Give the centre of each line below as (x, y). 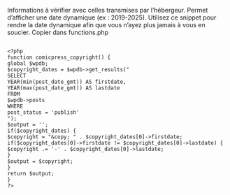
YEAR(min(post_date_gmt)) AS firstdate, (67, 82)
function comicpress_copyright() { (59, 57)
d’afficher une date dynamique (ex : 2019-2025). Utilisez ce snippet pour (112, 17)
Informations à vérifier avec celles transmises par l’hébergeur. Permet (108, 10)
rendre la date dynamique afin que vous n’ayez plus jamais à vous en (107, 25)
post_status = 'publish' (43, 113)
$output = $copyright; (40, 161)
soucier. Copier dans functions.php (58, 32)
